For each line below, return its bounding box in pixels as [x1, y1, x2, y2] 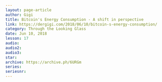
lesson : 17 [5, 36, 29, 41]
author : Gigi [5, 12, 33, 17]
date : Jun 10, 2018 [5, 31, 47, 36]
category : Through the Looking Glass [5, 26, 86, 32]
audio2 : [5, 45, 22, 50]
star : [5, 54, 17, 60]
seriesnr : [5, 69, 27, 74]
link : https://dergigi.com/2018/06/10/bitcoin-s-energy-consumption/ [5, 21, 158, 27]
